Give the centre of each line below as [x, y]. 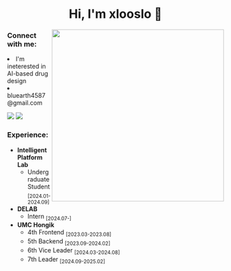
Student [38, 186]
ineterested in [26, 66]
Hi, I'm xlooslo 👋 [115, 14]
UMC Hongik [36, 225]
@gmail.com [25, 103]
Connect [22, 36]
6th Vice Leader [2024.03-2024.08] [74, 251]
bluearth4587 [26, 96]
